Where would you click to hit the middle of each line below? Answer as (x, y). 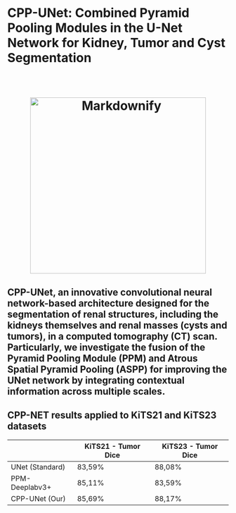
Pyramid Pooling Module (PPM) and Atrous (103, 358)
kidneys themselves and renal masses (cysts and (117, 325)
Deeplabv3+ (31, 487)
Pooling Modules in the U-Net (95, 28)
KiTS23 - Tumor (190, 446)
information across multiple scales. (86, 391)
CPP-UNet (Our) (38, 498)
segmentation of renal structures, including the (113, 314)
